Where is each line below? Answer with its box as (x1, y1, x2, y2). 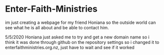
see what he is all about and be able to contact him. (5, 24, 109, 30)
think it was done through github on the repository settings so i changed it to (5, 39, 160, 45)
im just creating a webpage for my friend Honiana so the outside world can (5, 19, 156, 25)
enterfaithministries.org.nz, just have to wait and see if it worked (5, 44, 135, 50)
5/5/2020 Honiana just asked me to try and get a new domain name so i (5, 34, 150, 40)
